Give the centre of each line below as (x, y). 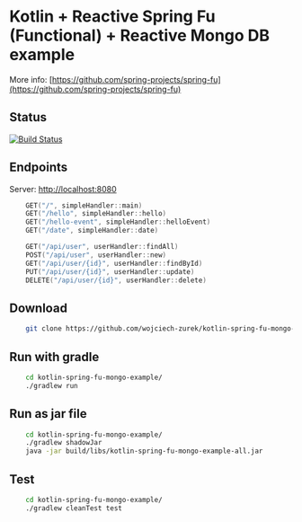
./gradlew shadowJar (64, 443)
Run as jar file (48, 414)
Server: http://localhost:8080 (63, 189)
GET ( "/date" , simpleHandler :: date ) (92, 231)
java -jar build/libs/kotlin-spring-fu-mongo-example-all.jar (144, 451)
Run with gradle (54, 357)
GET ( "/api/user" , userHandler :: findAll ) (102, 247)
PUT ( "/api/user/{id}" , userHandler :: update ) (110, 271)
